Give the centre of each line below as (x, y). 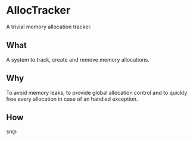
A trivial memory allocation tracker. (49, 27)
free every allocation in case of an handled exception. (72, 99)
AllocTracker (38, 10)
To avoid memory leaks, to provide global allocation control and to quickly (97, 92)
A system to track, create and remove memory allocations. (78, 59)
